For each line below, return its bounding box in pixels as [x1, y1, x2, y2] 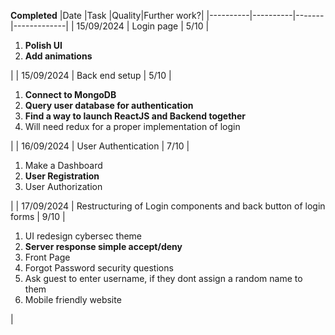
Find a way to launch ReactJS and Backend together [24, 110, 247, 122]
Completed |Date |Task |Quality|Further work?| [10, 10, 205, 21]
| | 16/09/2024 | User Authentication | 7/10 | [10, 140, 190, 152]
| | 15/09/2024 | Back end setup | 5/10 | [10, 70, 172, 81]
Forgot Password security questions [24, 262, 174, 274]
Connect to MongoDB [24, 89, 117, 100]
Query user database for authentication [24, 100, 194, 111]
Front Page [24, 251, 71, 263]
